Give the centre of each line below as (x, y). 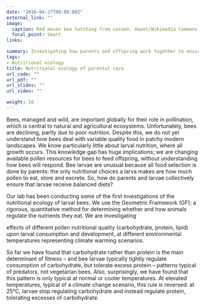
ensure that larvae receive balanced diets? (60, 184)
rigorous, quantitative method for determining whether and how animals (97, 209)
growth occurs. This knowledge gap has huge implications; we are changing (102, 152)
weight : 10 (20, 102)
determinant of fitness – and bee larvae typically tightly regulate (87, 258)
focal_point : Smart (37, 35)
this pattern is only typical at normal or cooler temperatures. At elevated (97, 278)
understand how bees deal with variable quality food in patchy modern (95, 139)
